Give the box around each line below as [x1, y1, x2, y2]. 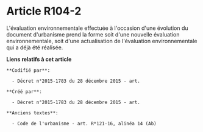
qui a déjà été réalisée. [6, 44, 63, 51]
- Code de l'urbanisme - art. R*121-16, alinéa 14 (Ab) [12, 120, 157, 127]
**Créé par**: [6, 88, 43, 95]
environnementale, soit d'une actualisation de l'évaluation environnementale [6, 37, 198, 44]
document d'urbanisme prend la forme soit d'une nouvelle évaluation [6, 30, 180, 38]
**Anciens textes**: [6, 109, 59, 116]
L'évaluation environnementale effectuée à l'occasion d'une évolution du [6, 24, 188, 32]
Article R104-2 [6, 4, 82, 18]
